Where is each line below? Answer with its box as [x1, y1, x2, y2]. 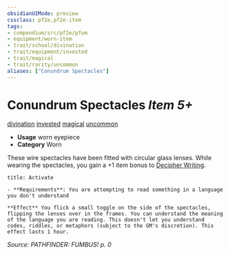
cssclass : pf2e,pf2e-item [7, 16, 81, 23]
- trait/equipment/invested [7, 49, 88, 56]
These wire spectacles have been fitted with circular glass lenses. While [7, 154, 212, 162]
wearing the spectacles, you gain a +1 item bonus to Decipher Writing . [7, 161, 207, 169]
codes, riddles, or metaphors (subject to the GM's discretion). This [7, 223, 214, 230]
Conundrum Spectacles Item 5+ [7, 97, 194, 113]
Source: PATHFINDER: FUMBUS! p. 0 [7, 241, 112, 249]
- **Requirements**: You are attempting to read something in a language [7, 186, 224, 193]
